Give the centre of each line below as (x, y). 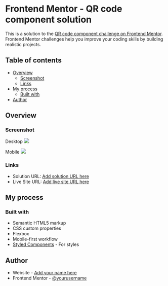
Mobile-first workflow (35, 239)
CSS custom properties (37, 228)
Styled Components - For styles (46, 244)
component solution (49, 20)
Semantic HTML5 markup (39, 223)
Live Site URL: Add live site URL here (51, 182)
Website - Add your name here (45, 273)
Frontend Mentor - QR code (64, 9)
